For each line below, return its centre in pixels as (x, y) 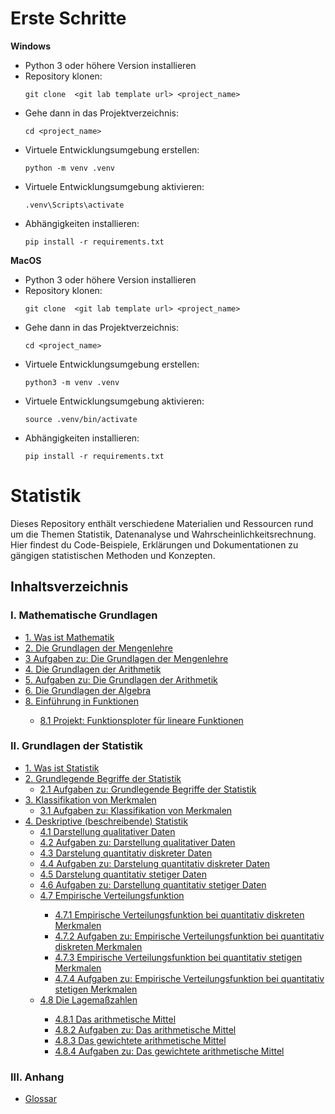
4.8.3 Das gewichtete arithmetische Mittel (140, 1040)
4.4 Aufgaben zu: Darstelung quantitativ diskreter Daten (155, 863)
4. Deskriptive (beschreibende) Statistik (106, 821)
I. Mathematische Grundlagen (84, 615)
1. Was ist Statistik (62, 768)
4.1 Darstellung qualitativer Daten (107, 831)
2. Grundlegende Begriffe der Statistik (103, 778)
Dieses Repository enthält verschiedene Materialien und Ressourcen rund (162, 523)
